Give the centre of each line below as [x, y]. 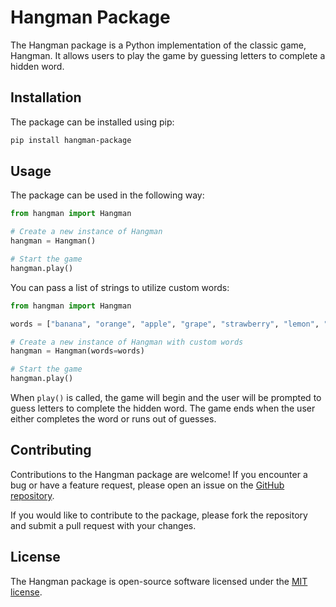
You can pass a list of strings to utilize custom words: [120, 287]
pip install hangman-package [71, 140]
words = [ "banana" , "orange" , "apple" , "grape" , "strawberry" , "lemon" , [165, 324]
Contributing [51, 450]
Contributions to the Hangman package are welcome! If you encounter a [159, 474]
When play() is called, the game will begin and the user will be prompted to [166, 398]
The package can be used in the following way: [107, 195]
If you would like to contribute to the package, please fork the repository [159, 515]
